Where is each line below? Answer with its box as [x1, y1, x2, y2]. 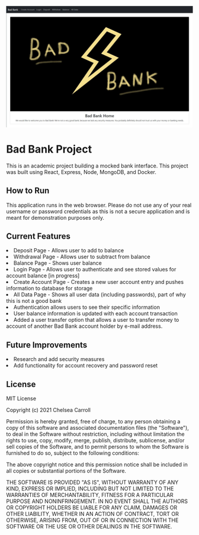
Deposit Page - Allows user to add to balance [14, 247, 124, 254]
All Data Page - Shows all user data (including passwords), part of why [14, 291, 187, 298]
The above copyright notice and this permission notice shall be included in [6, 461, 188, 468]
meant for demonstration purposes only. [6, 214, 105, 221]
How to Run [6, 186, 50, 196]
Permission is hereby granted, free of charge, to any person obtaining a [6, 418, 181, 425]
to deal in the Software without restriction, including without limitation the [6, 430, 185, 438]
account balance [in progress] [6, 272, 80, 279]
